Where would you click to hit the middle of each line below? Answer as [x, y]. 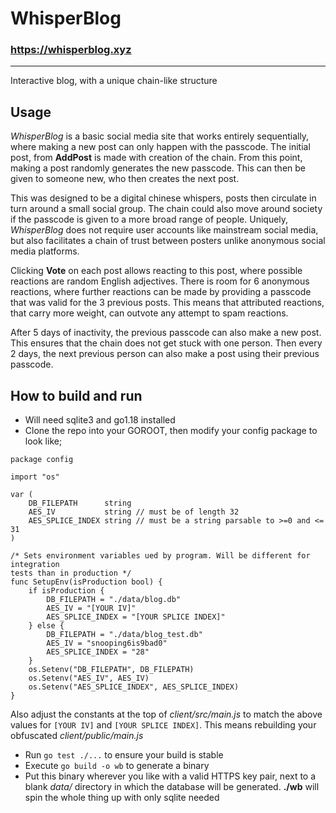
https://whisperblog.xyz [71, 50]
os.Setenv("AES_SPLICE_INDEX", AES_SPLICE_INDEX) [134, 687]
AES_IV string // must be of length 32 [134, 512]
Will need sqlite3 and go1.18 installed [100, 420]
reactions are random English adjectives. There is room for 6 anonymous [160, 281]
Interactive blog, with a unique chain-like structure [114, 81]
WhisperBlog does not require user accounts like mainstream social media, [164, 230]
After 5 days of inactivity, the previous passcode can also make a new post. [166, 333]
